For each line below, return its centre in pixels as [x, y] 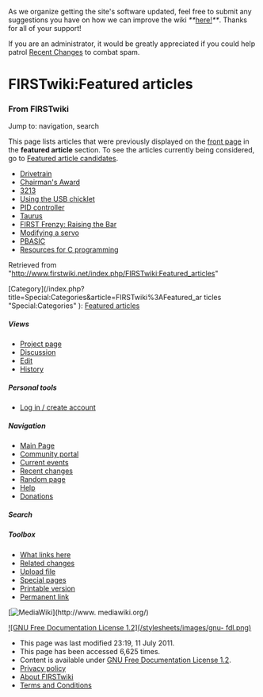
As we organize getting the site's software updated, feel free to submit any [130, 12]
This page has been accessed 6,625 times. [90, 651]
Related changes [47, 563]
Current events [44, 463]
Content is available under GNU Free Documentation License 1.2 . [125, 660]
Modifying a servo [49, 233]
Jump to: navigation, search [53, 126]
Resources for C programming [69, 250]
